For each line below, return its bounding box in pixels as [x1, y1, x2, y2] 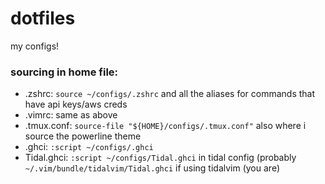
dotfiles [10, 7, 76, 30]
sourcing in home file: [10, 65, 119, 79]
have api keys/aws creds [24, 98, 128, 111]
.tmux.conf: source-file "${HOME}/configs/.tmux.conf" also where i [24, 120, 307, 132]
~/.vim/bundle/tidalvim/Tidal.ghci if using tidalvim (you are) [24, 162, 280, 174]
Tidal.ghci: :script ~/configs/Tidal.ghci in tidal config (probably [24, 152, 297, 164]
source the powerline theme [24, 130, 142, 142]
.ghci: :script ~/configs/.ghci [24, 141, 154, 153]
